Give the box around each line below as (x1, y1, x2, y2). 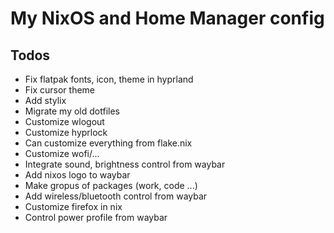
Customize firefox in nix (24, 201, 123, 212)
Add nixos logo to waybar (24, 169, 131, 181)
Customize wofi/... (24, 148, 100, 159)
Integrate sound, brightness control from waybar (24, 158, 226, 170)
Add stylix (24, 95, 67, 106)
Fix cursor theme (24, 84, 96, 96)
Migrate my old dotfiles (24, 105, 120, 117)
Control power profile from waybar (24, 212, 168, 223)
